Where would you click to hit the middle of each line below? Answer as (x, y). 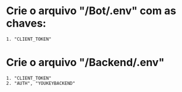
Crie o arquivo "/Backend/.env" (85, 63)
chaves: (26, 23)
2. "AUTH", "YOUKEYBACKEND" (41, 83)
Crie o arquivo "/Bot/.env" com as (91, 11)
